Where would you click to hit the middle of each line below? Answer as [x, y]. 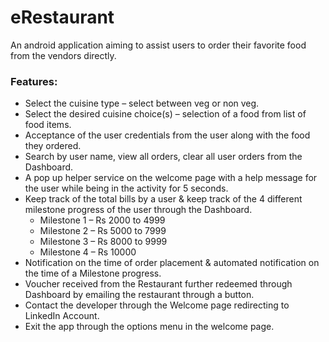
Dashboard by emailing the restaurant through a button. [139, 295]
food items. [48, 125]
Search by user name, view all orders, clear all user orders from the [163, 157]
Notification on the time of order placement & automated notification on [172, 263]
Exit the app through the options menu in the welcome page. [149, 327]
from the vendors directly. [63, 55]
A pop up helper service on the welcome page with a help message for [171, 178]
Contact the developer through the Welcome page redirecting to [157, 305]
